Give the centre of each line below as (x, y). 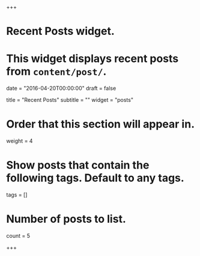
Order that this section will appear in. (101, 124)
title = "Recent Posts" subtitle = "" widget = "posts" (70, 100)
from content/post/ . (56, 71)
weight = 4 (20, 141)
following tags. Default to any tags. (95, 178)
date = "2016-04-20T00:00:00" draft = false (61, 89)
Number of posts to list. (66, 219)
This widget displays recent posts (92, 59)
